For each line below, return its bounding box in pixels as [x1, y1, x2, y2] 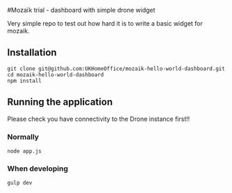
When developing [7, 163, 68, 173]
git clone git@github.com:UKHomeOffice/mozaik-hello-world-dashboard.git [7, 65, 226, 72]
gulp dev [7, 180, 33, 187]
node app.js [7, 147, 42, 155]
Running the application [7, 96, 113, 108]
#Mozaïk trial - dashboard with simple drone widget [7, 6, 156, 14]
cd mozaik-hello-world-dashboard [7, 71, 104, 78]
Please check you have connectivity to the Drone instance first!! [7, 115, 190, 123]
